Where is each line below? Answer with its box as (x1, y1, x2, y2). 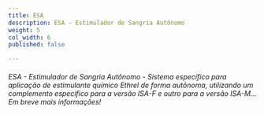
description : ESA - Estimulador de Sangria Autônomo (8, 19, 185, 27)
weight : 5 (8, 26, 41, 34)
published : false (8, 41, 65, 49)
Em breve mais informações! (8, 97, 102, 106)
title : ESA (8, 11, 44, 20)
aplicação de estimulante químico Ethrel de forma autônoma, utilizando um (8, 80, 254, 90)
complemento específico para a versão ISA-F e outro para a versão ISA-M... (8, 88, 257, 98)
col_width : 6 (8, 33, 51, 42)
